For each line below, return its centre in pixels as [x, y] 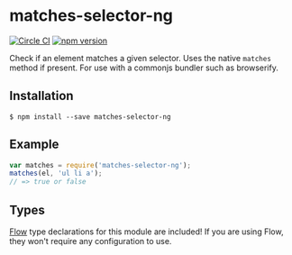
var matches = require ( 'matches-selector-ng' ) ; [100, 165]
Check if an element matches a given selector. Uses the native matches [141, 58]
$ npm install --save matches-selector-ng [90, 117]
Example [34, 145]
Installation [41, 96]
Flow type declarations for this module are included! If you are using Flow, [146, 232]
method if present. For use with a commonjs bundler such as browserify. [144, 68]
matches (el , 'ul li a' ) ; [56, 173]
